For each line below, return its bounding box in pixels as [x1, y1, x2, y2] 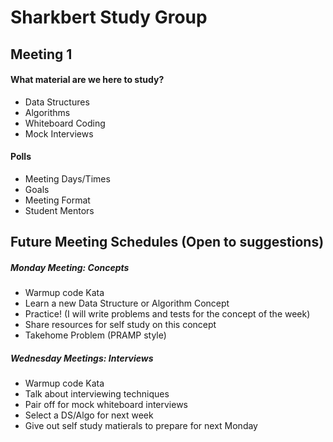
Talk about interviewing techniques [24, 388, 170, 400]
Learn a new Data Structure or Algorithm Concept [24, 297, 230, 310]
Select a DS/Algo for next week [24, 409, 154, 421]
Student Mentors [24, 204, 95, 216]
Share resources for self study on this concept [24, 319, 217, 331]
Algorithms [24, 106, 71, 118]
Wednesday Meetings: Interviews [10, 352, 154, 364]
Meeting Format [24, 194, 91, 206]
